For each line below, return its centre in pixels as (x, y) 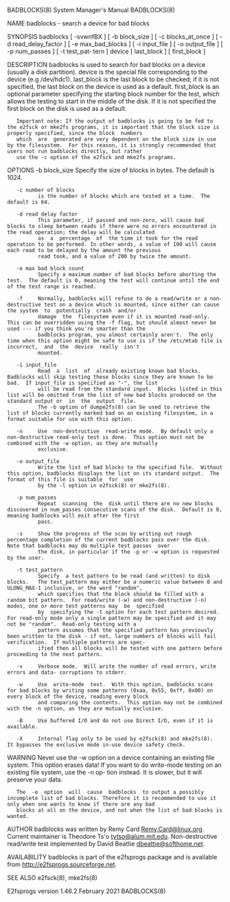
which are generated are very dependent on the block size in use (116, 139)
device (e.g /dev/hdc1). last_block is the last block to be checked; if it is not (113, 79)
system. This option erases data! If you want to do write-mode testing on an (114, 765)
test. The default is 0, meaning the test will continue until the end (113, 280)
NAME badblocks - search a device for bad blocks (78, 23)
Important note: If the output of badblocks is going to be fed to (115, 121)
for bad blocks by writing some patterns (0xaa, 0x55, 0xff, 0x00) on (110, 690)
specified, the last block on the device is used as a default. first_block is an (113, 86)
